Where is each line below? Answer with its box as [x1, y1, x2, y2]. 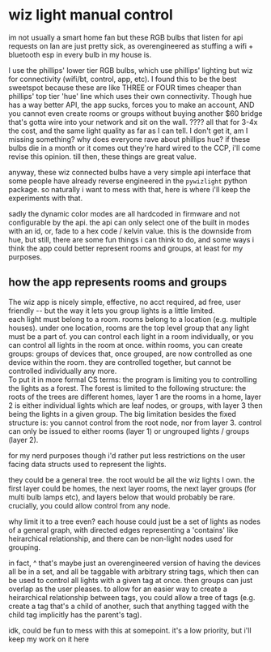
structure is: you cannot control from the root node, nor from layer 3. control [8, 418, 262, 427]
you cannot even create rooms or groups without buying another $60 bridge [8, 108, 263, 118]
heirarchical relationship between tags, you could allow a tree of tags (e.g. [8, 592, 256, 602]
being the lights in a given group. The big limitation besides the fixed [8, 409, 237, 418]
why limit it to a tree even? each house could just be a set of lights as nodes [8, 517, 261, 526]
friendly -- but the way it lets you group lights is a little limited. [8, 306, 215, 315]
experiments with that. [8, 193, 83, 203]
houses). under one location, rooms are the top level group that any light [8, 323, 249, 332]
